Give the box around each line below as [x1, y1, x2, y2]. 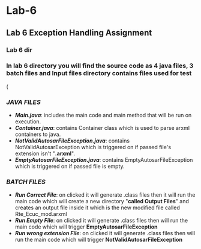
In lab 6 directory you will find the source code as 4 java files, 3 [6, 61, 194, 70]
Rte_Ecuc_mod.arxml [14, 211, 67, 218]
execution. [14, 118, 41, 125]
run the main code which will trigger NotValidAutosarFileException [14, 236, 183, 244]
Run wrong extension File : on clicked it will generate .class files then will [14, 230, 196, 237]
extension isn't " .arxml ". [14, 150, 75, 157]
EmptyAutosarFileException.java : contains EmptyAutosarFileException [14, 156, 193, 164]
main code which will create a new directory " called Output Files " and [14, 198, 189, 205]
